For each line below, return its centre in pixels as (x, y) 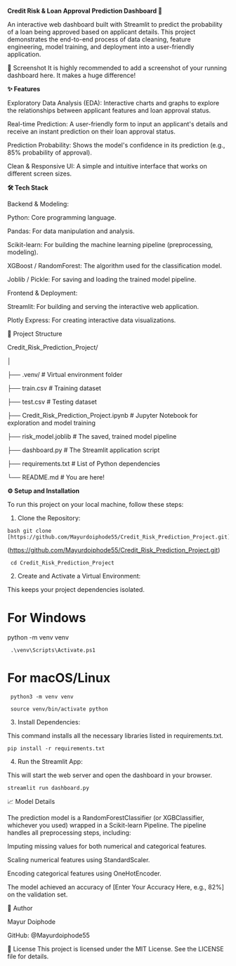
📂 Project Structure (35, 334)
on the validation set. (38, 894)
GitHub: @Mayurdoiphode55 (48, 935)
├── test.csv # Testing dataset (52, 402)
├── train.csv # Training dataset (54, 388)
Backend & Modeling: (38, 204)
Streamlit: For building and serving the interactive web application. (103, 306)
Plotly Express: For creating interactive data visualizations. (92, 320)
